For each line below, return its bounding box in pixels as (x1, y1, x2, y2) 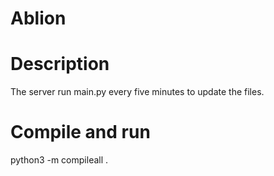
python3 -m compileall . (10, 154, 109, 166)
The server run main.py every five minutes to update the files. (10, 86, 265, 98)
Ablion (10, 7, 67, 30)
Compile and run (10, 121, 151, 144)
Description (10, 53, 110, 76)
